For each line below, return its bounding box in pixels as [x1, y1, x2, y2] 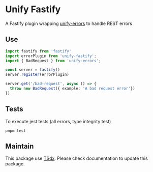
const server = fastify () [5, 67, 60, 72]
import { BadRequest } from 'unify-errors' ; [5, 58, 101, 63]
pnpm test [5, 128, 26, 133]
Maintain [5, 141, 34, 151]
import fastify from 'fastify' [5, 48, 72, 54]
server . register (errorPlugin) [5, 72, 70, 77]
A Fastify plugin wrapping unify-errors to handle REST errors [5, 20, 132, 26]
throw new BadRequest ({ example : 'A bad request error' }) [10, 86, 136, 91]
